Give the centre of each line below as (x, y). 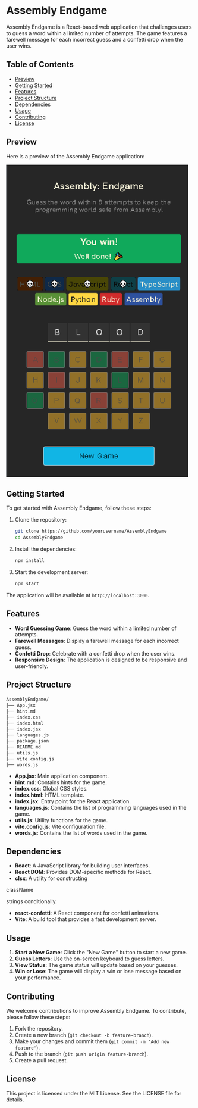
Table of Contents (40, 65)
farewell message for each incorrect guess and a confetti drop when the (95, 39)
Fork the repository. (39, 1028)
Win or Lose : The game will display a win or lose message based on (98, 972)
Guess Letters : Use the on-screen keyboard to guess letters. (89, 959)
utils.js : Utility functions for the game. (61, 820)
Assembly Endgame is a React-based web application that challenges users (99, 27)
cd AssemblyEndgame (39, 538)
